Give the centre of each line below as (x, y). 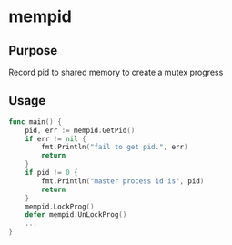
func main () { (35, 122)
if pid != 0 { (51, 173)
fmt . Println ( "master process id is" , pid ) (123, 181)
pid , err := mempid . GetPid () (80, 130)
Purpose (33, 51)
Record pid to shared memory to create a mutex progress (116, 72)
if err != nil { (56, 138)
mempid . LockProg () (60, 207)
